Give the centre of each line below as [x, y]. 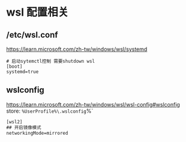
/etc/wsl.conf [32, 34]
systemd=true [22, 72]
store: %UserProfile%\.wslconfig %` [50, 111]
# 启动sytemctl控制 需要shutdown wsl [50, 61]
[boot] [14, 67]
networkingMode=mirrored [37, 133]
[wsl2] [14, 122]
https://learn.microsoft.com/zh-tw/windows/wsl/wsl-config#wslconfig [93, 104]
